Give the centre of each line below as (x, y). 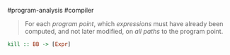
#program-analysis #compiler (51, 10)
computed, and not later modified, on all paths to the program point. (124, 31)
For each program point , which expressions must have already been (124, 24)
